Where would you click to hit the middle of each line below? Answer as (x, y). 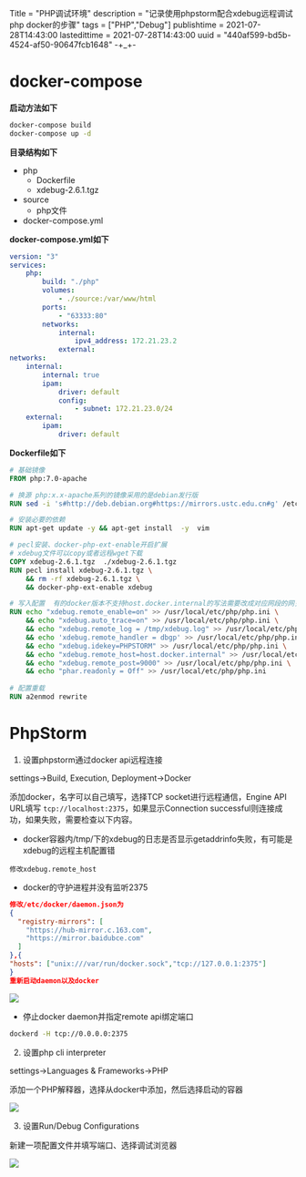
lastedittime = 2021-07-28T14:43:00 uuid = (141, 35)
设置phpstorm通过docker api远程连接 (92, 760)
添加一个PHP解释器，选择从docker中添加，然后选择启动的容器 (127, 1089)
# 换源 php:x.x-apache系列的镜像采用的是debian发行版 (104, 495)
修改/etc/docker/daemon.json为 (67, 905)
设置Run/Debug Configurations (81, 1126)
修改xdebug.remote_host (53, 869)
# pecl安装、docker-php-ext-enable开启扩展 (88, 545)
